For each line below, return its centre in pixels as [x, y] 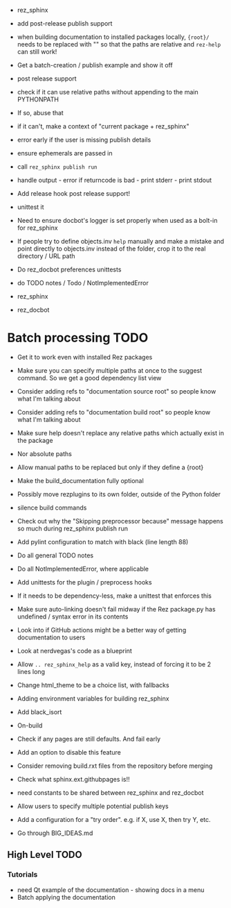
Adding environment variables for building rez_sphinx [93, 698]
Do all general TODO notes [55, 555]
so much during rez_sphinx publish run [72, 528]
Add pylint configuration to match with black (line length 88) [103, 541]
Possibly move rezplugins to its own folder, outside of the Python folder [119, 494]
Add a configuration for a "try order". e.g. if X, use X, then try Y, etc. [114, 819]
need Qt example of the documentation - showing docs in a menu [111, 890]
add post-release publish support [65, 23]
